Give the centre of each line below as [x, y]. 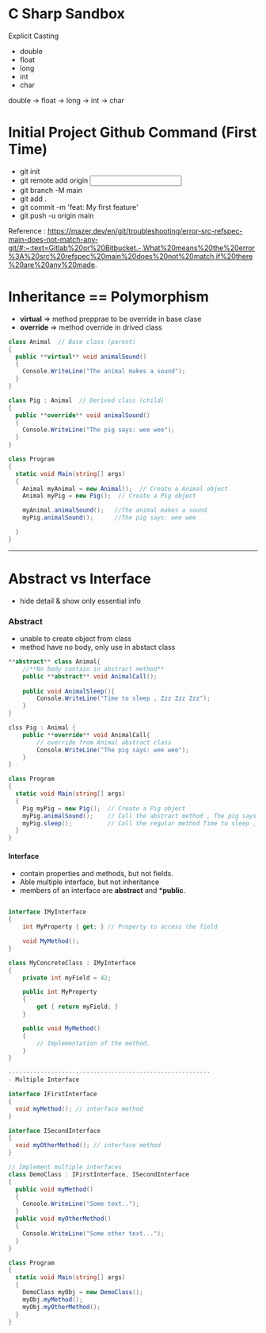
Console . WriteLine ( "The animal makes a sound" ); [104, 371]
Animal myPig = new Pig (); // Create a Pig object [109, 496]
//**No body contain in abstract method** [93, 669]
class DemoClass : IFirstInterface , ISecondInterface [99, 1174]
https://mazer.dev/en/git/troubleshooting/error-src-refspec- [145, 230]
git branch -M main [51, 190]
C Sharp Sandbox [66, 14]
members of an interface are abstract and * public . [103, 891]
